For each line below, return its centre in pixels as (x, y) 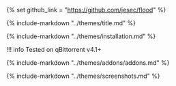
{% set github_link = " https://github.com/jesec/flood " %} (86, 10)
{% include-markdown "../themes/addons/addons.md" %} (88, 63)
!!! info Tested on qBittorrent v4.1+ (54, 49)
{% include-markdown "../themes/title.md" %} (71, 23)
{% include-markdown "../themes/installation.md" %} (81, 36)
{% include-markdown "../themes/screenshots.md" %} (83, 76)
